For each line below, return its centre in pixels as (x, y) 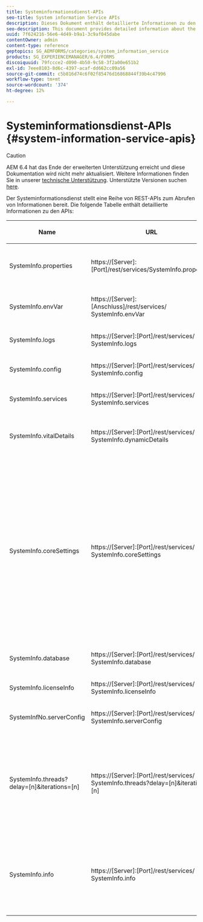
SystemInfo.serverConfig (126, 721)
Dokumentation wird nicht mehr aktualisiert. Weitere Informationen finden (98, 174)
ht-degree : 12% (25, 91)
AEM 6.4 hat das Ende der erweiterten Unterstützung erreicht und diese (96, 167)
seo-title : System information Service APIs (63, 18)
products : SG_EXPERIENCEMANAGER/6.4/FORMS (60, 57)
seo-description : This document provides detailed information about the (101, 29)
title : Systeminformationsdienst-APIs (55, 12)
